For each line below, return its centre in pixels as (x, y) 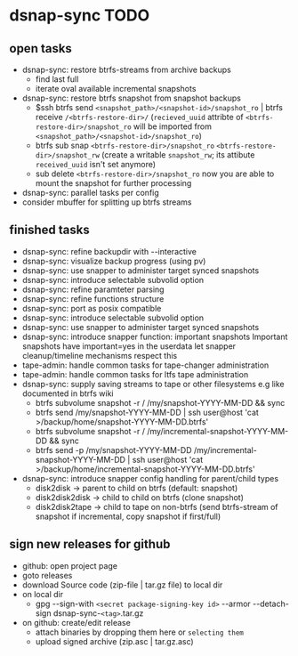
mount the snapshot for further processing (113, 183)
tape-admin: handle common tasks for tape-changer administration (145, 365)
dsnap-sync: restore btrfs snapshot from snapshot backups (132, 98)
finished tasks (50, 230)
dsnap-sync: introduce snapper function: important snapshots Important (155, 336)
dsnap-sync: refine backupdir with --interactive (109, 251)
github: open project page (70, 565)
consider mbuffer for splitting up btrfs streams (107, 202)
